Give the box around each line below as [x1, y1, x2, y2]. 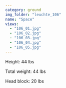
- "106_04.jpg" [9, 40, 41, 45]
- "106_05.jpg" [9, 45, 41, 50]
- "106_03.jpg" [9, 36, 41, 41]
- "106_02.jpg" [9, 31, 41, 36]
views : [5, 21, 19, 27]
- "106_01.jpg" [9, 26, 41, 31]
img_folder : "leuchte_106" [5, 12, 61, 17]
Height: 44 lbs [5, 58, 34, 64]
